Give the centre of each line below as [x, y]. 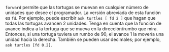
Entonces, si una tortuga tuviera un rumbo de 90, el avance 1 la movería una [84, 34]
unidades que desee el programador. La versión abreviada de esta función [83, 13]
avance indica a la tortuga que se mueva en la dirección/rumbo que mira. [82, 29]
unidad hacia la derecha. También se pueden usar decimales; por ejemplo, [83, 39]
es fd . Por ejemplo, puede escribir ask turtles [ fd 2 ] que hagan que [80, 18]
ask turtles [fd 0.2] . [29, 45]
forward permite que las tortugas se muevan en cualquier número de [77, 7]
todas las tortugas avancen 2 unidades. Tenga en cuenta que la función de [83, 23]
